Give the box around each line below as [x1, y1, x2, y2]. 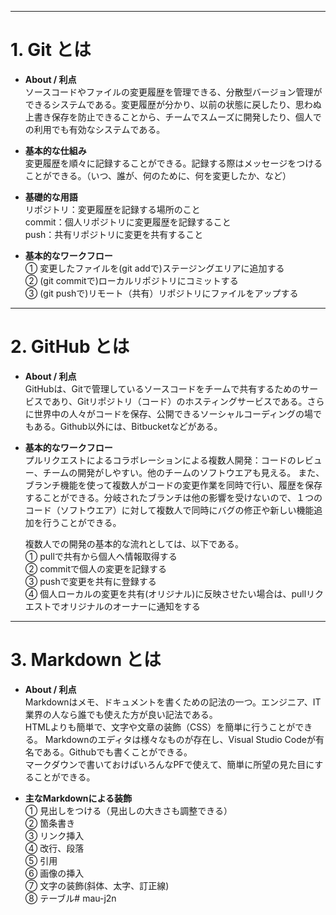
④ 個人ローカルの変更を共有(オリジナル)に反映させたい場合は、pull [24, 587, 307, 600]
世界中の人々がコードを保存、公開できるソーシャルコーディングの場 [33, 407, 313, 420]
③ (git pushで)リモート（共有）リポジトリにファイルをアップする [24, 287, 299, 299]
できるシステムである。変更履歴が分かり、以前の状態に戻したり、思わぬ [24, 98, 322, 110]
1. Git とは [10, 39, 92, 61]
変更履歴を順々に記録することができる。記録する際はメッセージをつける [24, 157, 323, 169]
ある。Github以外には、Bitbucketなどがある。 [33, 420, 223, 432]
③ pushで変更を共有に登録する [24, 575, 157, 587]
